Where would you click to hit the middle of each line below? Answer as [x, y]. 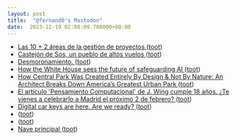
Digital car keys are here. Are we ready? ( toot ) [85, 107]
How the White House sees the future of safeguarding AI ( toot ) [109, 69]
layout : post [27, 14]
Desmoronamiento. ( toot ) [54, 62]
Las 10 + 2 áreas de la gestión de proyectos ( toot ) [90, 47]
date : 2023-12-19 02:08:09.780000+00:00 [69, 27]
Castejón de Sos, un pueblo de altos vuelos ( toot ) [89, 54]
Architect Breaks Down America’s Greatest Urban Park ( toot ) [106, 84]
